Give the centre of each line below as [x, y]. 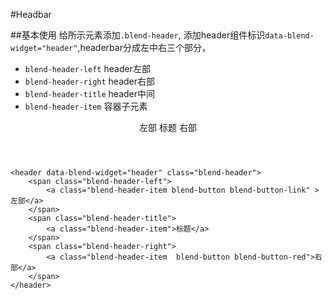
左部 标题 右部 [168, 127]
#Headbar [31, 14]
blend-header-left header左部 [87, 68]
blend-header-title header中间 [90, 93]
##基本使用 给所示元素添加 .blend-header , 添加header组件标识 [138, 35]
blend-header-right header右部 [90, 81]
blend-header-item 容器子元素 [86, 106]
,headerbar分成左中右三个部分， [144, 47]
